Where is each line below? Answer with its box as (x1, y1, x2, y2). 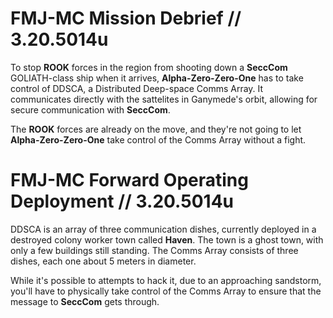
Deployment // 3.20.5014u (10, 190, 235, 213)
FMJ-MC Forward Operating (10, 169, 249, 192)
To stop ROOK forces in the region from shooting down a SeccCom (10, 61, 288, 73)
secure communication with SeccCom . (10, 103, 171, 116)
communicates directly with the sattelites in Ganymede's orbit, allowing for (10, 93, 318, 105)
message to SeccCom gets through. (10, 295, 160, 307)
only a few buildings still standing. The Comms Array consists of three (10, 244, 299, 256)
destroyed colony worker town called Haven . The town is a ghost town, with (10, 233, 324, 246)
